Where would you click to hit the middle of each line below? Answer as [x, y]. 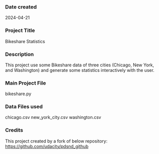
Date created [21, 7]
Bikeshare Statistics [25, 41]
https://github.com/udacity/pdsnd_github [47, 146]
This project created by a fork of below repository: [56, 141]
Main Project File [26, 83]
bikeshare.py [18, 94]
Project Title [20, 31]
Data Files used [24, 106]
